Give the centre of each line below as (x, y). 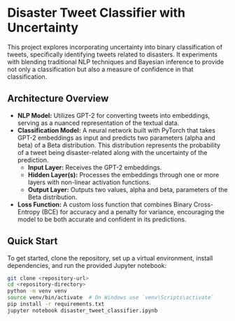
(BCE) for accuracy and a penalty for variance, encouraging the (133, 211)
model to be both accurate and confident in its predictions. (102, 219)
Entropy (29, 211)
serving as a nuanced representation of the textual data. (98, 123)
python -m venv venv (37, 291)
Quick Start (33, 241)
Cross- (204, 204)
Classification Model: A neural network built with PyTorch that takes (116, 130)
